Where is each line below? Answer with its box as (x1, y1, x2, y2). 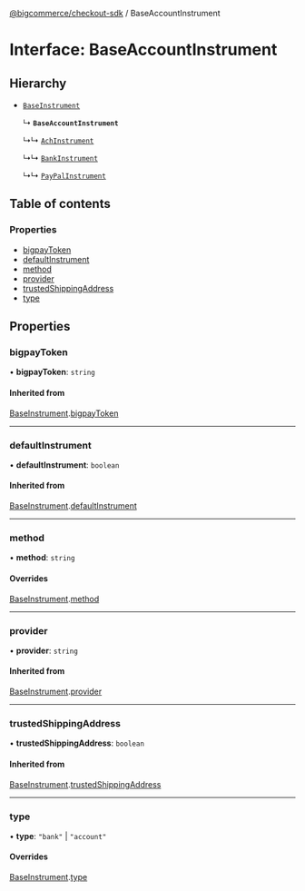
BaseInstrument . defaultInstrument (9, 500, 138, 511)
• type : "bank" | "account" (9, 830, 107, 841)
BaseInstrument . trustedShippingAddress (9, 778, 162, 789)
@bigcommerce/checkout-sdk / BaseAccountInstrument (9, 8, 221, 18)
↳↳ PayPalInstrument (22, 170, 106, 181)
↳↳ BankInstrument (22, 153, 98, 163)
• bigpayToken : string (9, 367, 95, 378)
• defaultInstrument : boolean (9, 459, 120, 470)
